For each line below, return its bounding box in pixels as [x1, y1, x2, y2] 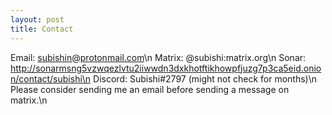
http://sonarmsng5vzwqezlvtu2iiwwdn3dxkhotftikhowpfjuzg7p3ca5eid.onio [10, 62, 322, 74]
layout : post [10, 14, 65, 25]
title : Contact [10, 24, 74, 34]
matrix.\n [10, 94, 48, 106]
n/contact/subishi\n [10, 72, 92, 85]
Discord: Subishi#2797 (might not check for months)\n [93, 72, 318, 85]
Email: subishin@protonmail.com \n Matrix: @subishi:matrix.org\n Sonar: [10, 51, 307, 63]
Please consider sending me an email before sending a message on [10, 83, 290, 95]
